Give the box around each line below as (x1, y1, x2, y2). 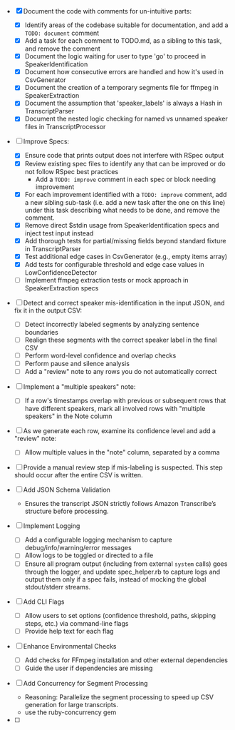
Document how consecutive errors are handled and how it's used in (24, 68, 224, 76)
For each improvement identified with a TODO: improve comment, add (24, 190, 227, 198)
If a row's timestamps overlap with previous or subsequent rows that (24, 396, 226, 405)
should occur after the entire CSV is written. (14, 471, 144, 480)
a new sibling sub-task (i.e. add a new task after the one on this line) (24, 198, 226, 206)
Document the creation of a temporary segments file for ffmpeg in (24, 83, 219, 92)
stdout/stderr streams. (24, 582, 91, 591)
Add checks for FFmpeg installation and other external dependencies (24, 656, 228, 664)
